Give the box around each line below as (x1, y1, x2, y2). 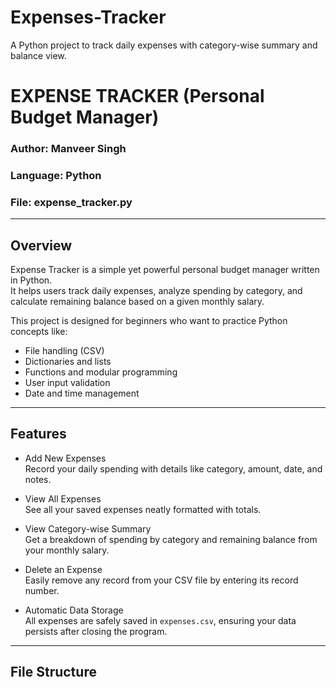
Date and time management (24, 387, 140, 400)
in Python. (10, 274, 53, 286)
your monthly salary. (24, 544, 110, 556)
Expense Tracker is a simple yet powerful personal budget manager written (10, 264, 320, 276)
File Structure (10, 664, 97, 681)
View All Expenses (24, 492, 102, 505)
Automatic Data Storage (24, 604, 124, 616)
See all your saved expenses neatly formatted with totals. (24, 503, 262, 515)
